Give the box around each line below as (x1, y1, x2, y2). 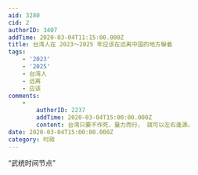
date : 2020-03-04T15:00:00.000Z (8, 128, 113, 136)
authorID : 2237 (36, 107, 86, 115)
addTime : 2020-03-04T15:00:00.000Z (36, 114, 153, 122)
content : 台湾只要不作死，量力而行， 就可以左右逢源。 (36, 121, 194, 129)
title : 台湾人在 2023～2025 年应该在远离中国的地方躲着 (8, 41, 173, 49)
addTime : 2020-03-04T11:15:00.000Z (8, 33, 124, 42)
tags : (8, 48, 26, 56)
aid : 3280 (8, 11, 41, 20)
